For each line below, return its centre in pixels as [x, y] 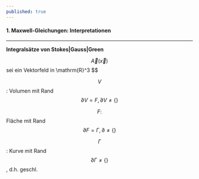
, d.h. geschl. [22, 169]
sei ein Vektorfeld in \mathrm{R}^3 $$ [52, 70]
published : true [26, 12]
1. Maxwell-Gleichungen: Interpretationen [59, 31]
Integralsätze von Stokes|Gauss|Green [55, 49]
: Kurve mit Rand [26, 151]
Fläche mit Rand [26, 121]
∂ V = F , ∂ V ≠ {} [99, 100]
